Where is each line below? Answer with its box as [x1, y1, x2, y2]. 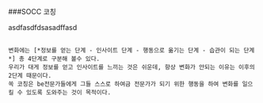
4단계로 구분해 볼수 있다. [27, 55, 101, 63]
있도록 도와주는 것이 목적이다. [26, 89, 112, 97]
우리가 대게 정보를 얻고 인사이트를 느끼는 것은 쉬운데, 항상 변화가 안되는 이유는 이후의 [8, 63, 255, 71]
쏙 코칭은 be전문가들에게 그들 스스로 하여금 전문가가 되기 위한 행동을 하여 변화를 [8, 80, 239, 88]
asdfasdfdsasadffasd [8, 23, 78, 32]
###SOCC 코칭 [8, 7, 57, 16]
